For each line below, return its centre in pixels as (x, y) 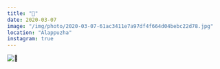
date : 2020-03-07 (32, 20)
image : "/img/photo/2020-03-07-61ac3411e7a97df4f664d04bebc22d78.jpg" (110, 26)
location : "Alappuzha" (40, 32)
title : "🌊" (23, 13)
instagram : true (30, 39)
